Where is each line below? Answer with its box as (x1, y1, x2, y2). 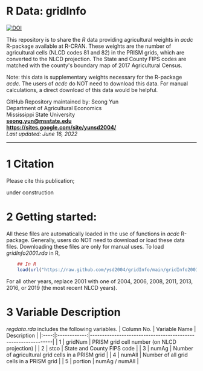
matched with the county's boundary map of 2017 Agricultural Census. (6, 62, 182, 69)
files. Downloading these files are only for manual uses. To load (6, 243, 164, 250)
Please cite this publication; (6, 177, 75, 184)
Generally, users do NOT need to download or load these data (30, 236, 185, 243)
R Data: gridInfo (6, 4, 86, 18)
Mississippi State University (6, 111, 76, 118)
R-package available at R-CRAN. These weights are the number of (6, 42, 172, 50)
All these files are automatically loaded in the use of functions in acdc (6, 230, 180, 237)
